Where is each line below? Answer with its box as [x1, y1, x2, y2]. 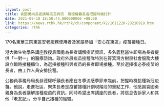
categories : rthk [5, 25, 41, 30]
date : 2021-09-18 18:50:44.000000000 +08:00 [5, 16, 97, 21]
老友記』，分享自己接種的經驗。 [13, 96, 76, 102]
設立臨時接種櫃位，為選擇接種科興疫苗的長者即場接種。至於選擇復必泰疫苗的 [5, 61, 159, 67]
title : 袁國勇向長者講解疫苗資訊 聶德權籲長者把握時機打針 [5, 12, 111, 16]
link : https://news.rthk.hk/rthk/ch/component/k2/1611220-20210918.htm [5, 20, 154, 26]
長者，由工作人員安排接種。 [5, 67, 61, 73]
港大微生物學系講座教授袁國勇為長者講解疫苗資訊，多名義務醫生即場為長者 [5, 49, 155, 55]
